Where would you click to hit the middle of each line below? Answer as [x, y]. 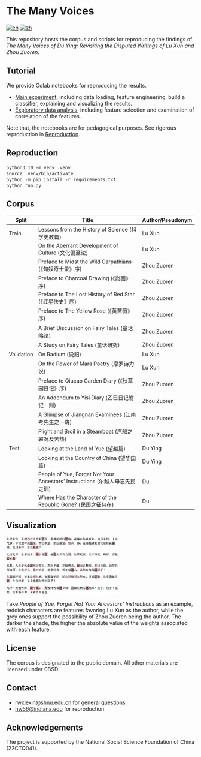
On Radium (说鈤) [60, 355]
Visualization [31, 526]
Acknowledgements [45, 727]
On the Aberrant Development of [78, 246]
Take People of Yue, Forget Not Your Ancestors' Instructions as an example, [100, 603]
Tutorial [21, 71]
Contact [22, 688]
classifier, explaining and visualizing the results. [74, 103]
